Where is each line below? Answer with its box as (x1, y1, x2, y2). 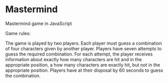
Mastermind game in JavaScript (5, 20, 72, 26)
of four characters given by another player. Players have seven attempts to (5, 45, 162, 51)
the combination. (5, 72, 41, 78)
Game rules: (5, 30, 31, 36)
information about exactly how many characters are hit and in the (5, 56, 142, 62)
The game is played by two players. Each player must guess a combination (5, 40, 162, 46)
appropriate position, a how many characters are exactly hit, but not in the (5, 62, 160, 68)
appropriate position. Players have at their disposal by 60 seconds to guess (5, 67, 163, 73)
